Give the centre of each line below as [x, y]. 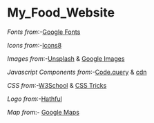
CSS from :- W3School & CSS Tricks [57, 85]
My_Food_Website [61, 13]
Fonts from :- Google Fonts [44, 32]
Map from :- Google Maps [43, 112]
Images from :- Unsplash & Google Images [66, 58]
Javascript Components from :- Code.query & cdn [77, 72]
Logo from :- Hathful [35, 99]
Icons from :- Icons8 [35, 45]
